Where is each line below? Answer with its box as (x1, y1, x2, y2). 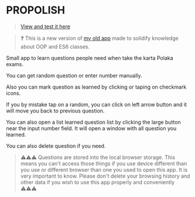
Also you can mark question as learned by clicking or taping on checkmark (6, 83, 187, 90)
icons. (6, 89, 21, 97)
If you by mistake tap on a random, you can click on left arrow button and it (6, 101, 187, 108)
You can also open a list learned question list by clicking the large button (6, 118, 181, 125)
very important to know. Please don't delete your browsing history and (20, 172, 190, 179)
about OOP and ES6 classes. (20, 43, 90, 50)
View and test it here (20, 23, 70, 30)
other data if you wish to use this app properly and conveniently (20, 178, 175, 185)
